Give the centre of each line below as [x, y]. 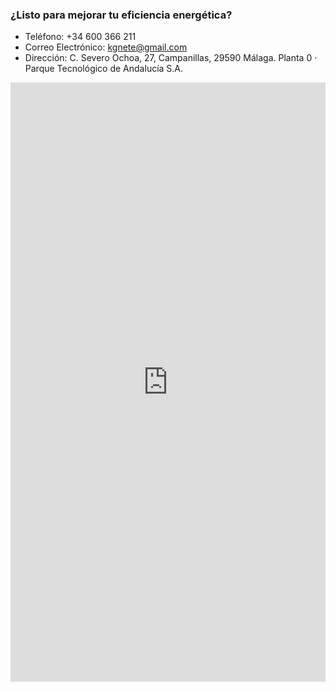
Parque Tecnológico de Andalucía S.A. [104, 69]
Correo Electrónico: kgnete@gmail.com [106, 47]
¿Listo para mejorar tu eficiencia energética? [121, 15]
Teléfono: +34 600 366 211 [80, 37]
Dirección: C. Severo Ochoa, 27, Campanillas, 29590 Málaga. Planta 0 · [171, 58]
